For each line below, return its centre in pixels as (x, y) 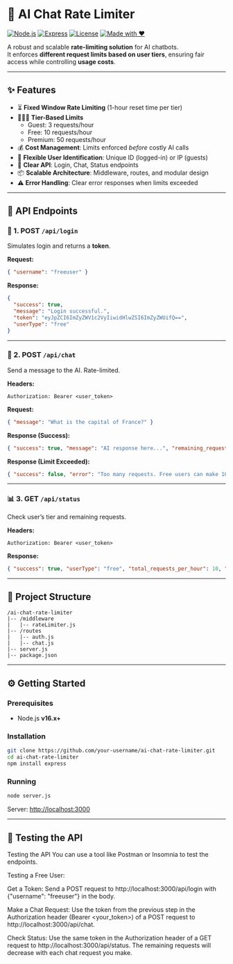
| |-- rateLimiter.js (42, 625)
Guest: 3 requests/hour (61, 125)
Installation (27, 736)
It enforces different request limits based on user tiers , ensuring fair (106, 54)
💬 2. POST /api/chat (42, 355)
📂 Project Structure (49, 597)
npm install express (37, 764)
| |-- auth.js (31, 637)
